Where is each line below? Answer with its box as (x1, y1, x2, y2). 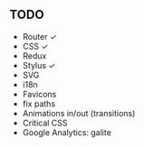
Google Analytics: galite (22, 126, 111, 138)
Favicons (22, 88, 57, 99)
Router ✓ (22, 31, 57, 41)
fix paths (22, 98, 56, 109)
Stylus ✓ (22, 60, 56, 70)
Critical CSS (22, 117, 68, 128)
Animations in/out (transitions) (22, 107, 136, 118)
